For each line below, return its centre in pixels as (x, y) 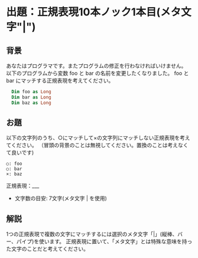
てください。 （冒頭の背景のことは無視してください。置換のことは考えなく (97, 145)
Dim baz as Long (31, 103)
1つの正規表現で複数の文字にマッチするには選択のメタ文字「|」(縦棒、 (92, 234)
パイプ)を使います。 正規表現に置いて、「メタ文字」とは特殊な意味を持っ (104, 241)
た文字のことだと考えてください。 (47, 249)
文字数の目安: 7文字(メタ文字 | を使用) (61, 198)
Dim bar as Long (31, 97)
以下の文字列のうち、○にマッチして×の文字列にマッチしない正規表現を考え (98, 138)
